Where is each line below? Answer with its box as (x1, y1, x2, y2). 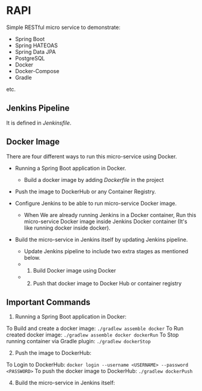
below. (24, 254, 41, 261)
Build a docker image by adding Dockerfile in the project (24, 176, 164, 183)
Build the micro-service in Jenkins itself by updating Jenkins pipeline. (14, 236, 188, 243)
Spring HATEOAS (14, 42, 58, 49)
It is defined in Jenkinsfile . (6, 119, 72, 126)
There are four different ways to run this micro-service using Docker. (6, 152, 177, 160)
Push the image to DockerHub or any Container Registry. (14, 188, 156, 195)
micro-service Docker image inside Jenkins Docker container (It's (24, 218, 188, 225)
